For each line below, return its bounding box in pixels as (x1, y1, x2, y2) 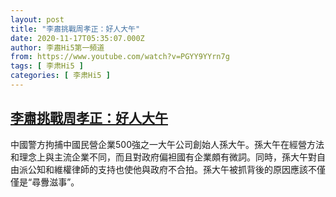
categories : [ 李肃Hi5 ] (10, 71, 111, 81)
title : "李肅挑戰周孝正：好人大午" (10, 24, 141, 34)
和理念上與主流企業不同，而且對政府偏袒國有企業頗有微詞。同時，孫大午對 (10, 151, 317, 163)
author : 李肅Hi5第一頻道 (10, 42, 105, 53)
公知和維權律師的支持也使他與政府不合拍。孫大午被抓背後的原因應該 (27, 163, 308, 175)
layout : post (10, 14, 65, 25)
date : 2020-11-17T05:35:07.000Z (10, 33, 145, 43)
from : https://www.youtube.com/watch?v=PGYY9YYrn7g (10, 52, 230, 62)
